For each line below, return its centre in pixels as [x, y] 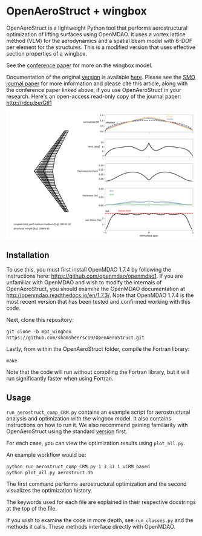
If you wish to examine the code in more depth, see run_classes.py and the [100, 520]
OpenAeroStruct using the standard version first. [67, 431]
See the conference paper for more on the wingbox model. [80, 65]
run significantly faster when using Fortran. [60, 379]
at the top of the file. [32, 509]
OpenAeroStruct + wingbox [77, 11]
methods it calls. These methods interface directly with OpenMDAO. [91, 527]
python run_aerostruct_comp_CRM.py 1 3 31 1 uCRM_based [78, 467]
